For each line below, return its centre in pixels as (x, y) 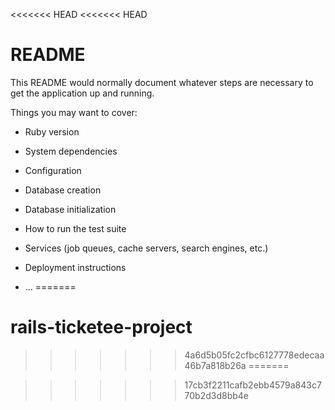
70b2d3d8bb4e (217, 395)
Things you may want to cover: (74, 112)
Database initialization (70, 209)
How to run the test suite (75, 228)
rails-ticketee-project (101, 327)
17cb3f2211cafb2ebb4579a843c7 (253, 385)
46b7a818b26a (215, 365)
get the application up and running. (82, 93)
